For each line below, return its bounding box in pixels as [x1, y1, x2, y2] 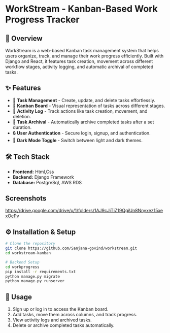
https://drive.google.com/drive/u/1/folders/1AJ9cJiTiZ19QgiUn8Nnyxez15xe [5, 208, 163, 214]
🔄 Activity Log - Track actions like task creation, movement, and [12, 108, 148, 114]
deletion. [12, 113, 31, 119]
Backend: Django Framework [12, 174, 75, 180]
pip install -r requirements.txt [5, 269, 76, 274]
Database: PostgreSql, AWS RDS [12, 179, 82, 185]
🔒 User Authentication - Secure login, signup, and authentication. [12, 130, 151, 136]
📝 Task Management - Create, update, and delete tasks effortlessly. [12, 97, 156, 103]
